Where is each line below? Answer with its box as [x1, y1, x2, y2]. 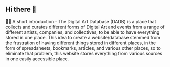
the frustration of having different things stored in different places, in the [5, 40, 156, 46]
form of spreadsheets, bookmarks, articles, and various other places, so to [5, 45, 161, 51]
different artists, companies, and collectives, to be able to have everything [5, 29, 160, 35]
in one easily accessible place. [5, 56, 69, 62]
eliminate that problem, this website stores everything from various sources [5, 50, 163, 56]
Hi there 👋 [5, 5, 37, 14]
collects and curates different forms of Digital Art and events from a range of [5, 24, 165, 30]
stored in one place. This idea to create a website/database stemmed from [5, 34, 161, 40]
